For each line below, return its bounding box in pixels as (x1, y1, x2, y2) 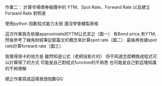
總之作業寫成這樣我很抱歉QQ (5, 76, 63, 82)
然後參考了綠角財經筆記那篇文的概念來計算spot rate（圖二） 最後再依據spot (5, 37, 157, 43)
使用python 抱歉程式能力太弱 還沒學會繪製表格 (5, 21, 99, 26)
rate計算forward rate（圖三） (5, 43, 63, 49)
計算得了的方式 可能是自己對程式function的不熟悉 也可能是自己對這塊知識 (9, 60, 157, 65)
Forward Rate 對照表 (5, 10, 46, 16)
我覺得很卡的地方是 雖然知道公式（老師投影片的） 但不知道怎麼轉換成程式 (5, 53, 153, 59)
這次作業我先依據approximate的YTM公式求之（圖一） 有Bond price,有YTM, (5, 31, 156, 36)
